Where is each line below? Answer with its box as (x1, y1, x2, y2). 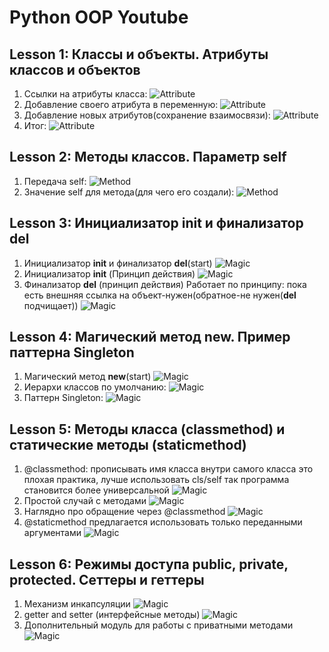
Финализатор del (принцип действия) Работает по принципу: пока (23, 278, 307, 290)
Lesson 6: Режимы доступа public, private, (9, 556, 289, 573)
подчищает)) (23, 299, 79, 311)
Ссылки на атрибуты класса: (23, 88, 148, 100)
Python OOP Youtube (9, 6, 189, 29)
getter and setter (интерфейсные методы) (23, 609, 201, 621)
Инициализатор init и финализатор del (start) (23, 257, 213, 269)
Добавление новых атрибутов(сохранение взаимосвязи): (23, 109, 271, 121)
